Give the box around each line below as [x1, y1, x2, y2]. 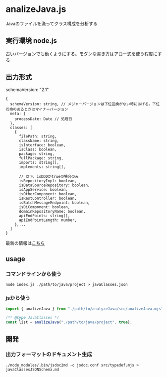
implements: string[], [18, 164, 66, 169]
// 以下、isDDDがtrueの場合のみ [18, 174, 79, 179]
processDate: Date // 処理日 [14, 116, 72, 122]
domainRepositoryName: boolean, [18, 209, 86, 214]
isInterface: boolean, [18, 142, 66, 147]
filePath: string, [18, 133, 57, 139]
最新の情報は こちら [5, 240, 45, 246]
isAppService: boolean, [18, 187, 68, 192]
